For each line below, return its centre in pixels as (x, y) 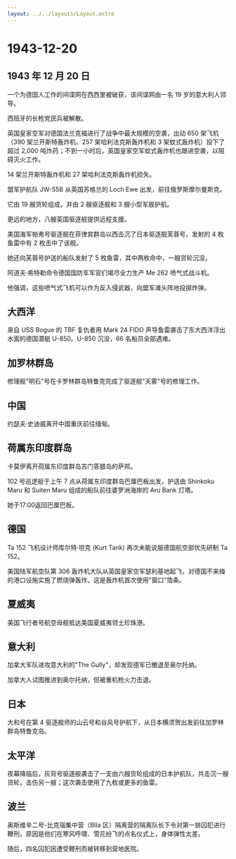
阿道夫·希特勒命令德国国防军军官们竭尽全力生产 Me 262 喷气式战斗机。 (110, 273)
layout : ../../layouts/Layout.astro (61, 14)
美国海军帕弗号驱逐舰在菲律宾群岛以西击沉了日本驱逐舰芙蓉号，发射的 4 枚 (116, 234)
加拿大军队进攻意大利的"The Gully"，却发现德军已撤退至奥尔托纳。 (104, 665)
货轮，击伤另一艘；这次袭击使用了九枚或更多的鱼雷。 (84, 782)
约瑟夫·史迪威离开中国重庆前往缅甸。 (61, 424)
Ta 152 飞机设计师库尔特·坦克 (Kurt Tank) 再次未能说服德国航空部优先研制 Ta (118, 547)
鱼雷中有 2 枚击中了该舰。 (45, 242)
